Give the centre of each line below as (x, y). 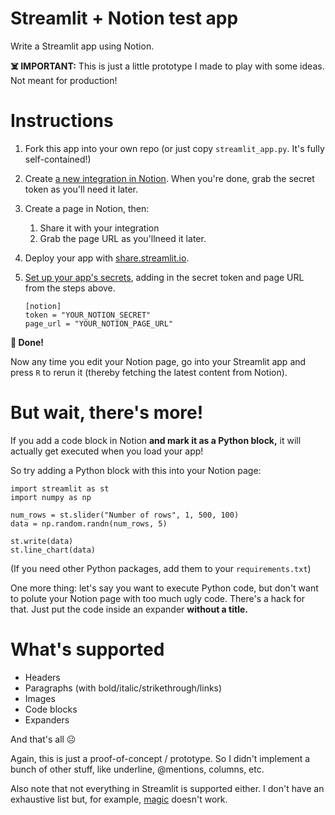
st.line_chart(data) (53, 550)
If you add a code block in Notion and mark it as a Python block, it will (156, 440)
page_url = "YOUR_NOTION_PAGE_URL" (99, 323)
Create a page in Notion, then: (87, 208)
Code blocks (51, 709)
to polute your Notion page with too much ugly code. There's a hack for (157, 598)
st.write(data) (42, 541)
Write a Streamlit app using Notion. (82, 46)
